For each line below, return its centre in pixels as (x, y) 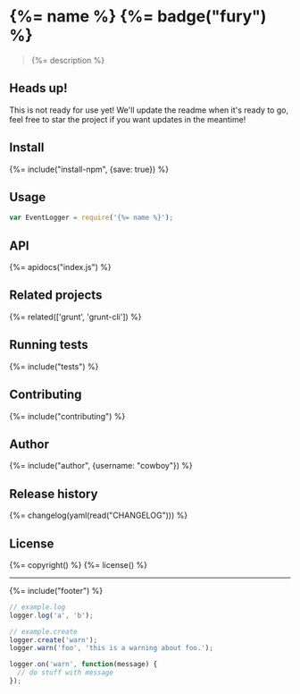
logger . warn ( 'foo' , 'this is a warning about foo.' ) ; (112, 648)
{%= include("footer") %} (56, 590)
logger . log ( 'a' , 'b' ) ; (51, 615)
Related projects (56, 296)
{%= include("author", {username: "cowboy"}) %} (101, 466)
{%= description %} (68, 60)
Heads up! (38, 88)
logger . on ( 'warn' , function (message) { (83, 664)
